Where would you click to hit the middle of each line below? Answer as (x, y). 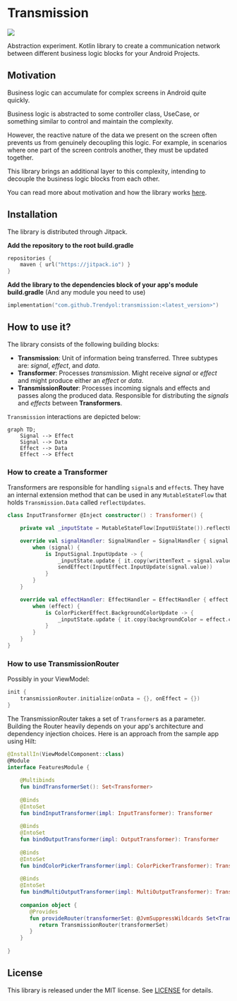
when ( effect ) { (56, 606)
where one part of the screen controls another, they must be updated (108, 150)
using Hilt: (22, 741)
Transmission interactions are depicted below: (74, 416)
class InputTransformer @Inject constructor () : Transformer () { (105, 516)
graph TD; (22, 430)
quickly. (19, 100)
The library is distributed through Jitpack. (68, 232)
